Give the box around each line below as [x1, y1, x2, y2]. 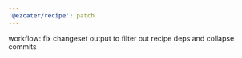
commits [8, 41, 38, 52]
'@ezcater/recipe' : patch [8, 11, 95, 20]
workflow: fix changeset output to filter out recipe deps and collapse [8, 33, 235, 43]
